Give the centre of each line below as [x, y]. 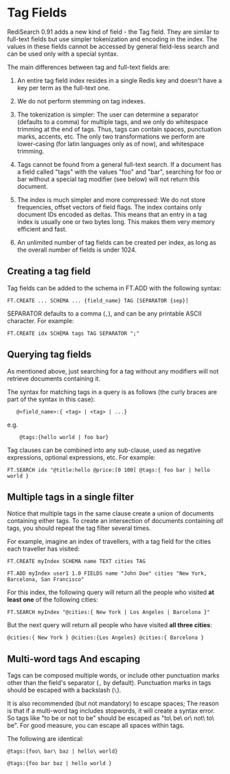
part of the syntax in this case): [51, 399]
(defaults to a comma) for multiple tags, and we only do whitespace [112, 121]
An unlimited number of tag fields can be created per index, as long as [116, 242]
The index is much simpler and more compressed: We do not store [111, 200]
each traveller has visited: [44, 549]
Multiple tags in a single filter [71, 497]
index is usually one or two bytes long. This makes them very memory [116, 221]
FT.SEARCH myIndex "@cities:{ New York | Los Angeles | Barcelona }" [109, 612]
